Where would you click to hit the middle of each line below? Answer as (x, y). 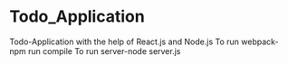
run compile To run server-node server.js (105, 51)
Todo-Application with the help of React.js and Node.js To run (125, 42)
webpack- (260, 42)
